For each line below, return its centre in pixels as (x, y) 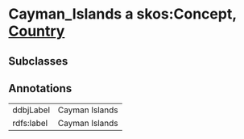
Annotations (40, 88)
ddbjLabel (31, 110)
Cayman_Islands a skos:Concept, (122, 14)
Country (37, 31)
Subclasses (38, 61)
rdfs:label (30, 124)
